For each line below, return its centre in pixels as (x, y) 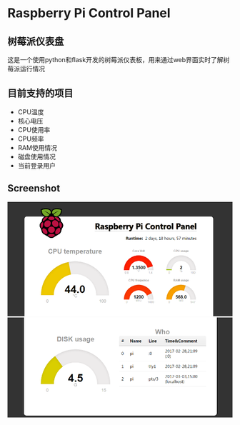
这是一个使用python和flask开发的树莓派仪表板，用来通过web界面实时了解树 (119, 60)
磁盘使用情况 (36, 156)
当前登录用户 (36, 165)
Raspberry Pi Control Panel (89, 13)
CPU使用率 (34, 129)
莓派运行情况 (26, 69)
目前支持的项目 (40, 93)
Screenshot (34, 188)
